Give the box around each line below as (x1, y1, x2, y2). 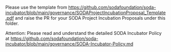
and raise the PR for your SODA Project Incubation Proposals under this (15, 15, 165, 21)
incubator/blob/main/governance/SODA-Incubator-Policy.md (5, 41, 134, 47)
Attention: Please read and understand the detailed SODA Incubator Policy (5, 30, 162, 36)
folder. (5, 20, 19, 26)
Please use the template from (5, 5, 68, 10)
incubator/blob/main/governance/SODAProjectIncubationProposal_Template (5, 10, 166, 16)
